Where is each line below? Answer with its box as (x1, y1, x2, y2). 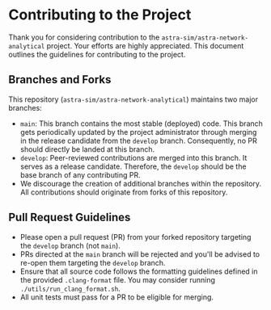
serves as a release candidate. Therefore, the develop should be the (19, 161, 247, 171)
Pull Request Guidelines (8, 211, 131, 224)
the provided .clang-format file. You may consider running (19, 274, 216, 284)
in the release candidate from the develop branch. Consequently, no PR (19, 136, 257, 145)
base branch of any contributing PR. (19, 170, 141, 179)
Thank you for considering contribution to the (8, 32, 160, 42)
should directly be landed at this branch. (19, 144, 155, 154)
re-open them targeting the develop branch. (19, 258, 166, 267)
